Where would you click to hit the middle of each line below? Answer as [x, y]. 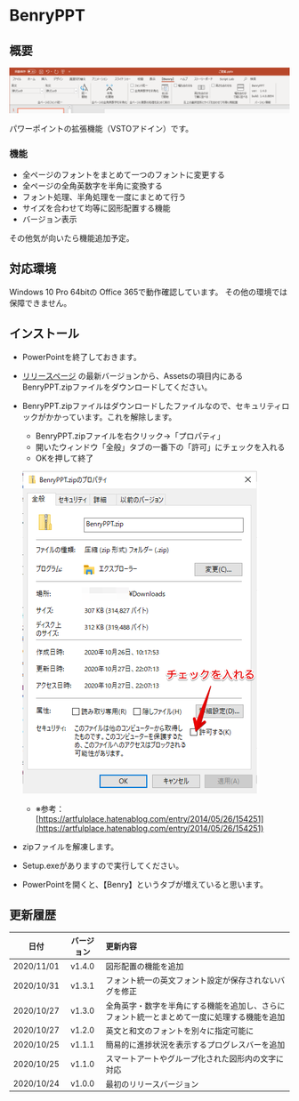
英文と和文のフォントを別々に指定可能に [180, 1030]
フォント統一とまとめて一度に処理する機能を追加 [195, 1017]
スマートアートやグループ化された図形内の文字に [195, 1058]
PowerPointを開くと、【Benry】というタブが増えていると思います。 [145, 884]
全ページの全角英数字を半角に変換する [92, 186]
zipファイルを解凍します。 [70, 847]
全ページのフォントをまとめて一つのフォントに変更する [123, 175]
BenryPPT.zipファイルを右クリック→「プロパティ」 [130, 436]
